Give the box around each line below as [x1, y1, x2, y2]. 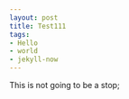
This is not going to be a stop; [9, 80, 120, 90]
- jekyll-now [9, 55, 59, 64]
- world [9, 47, 39, 56]
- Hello [9, 38, 39, 48]
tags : [9, 30, 30, 39]
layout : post [9, 13, 59, 22]
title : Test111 [9, 22, 67, 31]
